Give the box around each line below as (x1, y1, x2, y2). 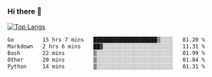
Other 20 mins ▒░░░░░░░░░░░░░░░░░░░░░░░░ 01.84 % (7, 56, 205, 63)
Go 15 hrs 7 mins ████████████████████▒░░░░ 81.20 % (7, 36, 205, 43)
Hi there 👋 (7, 6, 43, 16)
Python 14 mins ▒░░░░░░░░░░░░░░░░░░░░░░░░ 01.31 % (7, 63, 205, 70)
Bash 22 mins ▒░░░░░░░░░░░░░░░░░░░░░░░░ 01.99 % (7, 50, 205, 57)
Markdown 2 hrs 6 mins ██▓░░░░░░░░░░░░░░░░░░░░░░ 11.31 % (7, 43, 205, 51)
